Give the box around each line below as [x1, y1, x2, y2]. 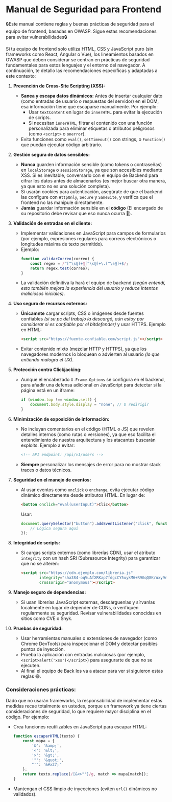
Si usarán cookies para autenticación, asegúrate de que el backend [20, 188, 163, 195]
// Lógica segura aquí [30, 525, 79, 531]
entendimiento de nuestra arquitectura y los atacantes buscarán [20, 437, 156, 443]
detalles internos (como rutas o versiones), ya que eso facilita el [20, 431, 156, 438]
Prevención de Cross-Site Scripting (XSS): [13, 83, 105, 89]
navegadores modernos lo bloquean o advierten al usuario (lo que [20, 351, 160, 357]
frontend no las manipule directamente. [20, 199, 104, 205]
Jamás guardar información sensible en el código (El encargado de [20, 204, 163, 211]
